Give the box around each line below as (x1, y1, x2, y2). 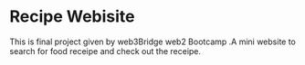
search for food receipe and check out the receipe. (9, 45, 202, 56)
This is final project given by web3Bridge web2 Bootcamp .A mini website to (9, 36, 297, 47)
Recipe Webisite (9, 6, 135, 27)
